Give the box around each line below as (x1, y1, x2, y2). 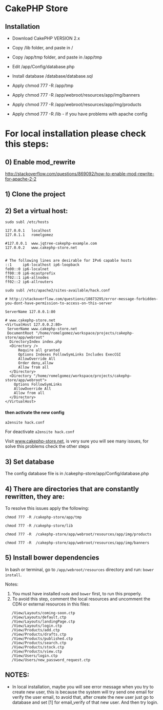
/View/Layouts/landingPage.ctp (11, 619, 76, 624)
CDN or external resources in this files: (12, 601, 90, 607)
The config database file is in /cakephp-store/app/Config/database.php (5, 471, 149, 477)
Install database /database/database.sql (12, 73, 93, 79)
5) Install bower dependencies (5, 554, 100, 562)
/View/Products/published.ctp (11, 636, 73, 641)
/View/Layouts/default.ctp (11, 615, 67, 620)
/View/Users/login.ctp (11, 653, 58, 658)
